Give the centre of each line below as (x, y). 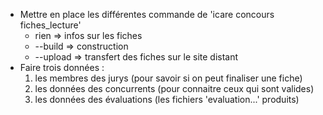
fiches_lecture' (50, 25)
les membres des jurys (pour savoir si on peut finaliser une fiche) (168, 78)
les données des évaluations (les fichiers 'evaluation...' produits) (167, 99)
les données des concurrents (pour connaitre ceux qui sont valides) (174, 88)
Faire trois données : (62, 67)
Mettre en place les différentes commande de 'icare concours (147, 14)
